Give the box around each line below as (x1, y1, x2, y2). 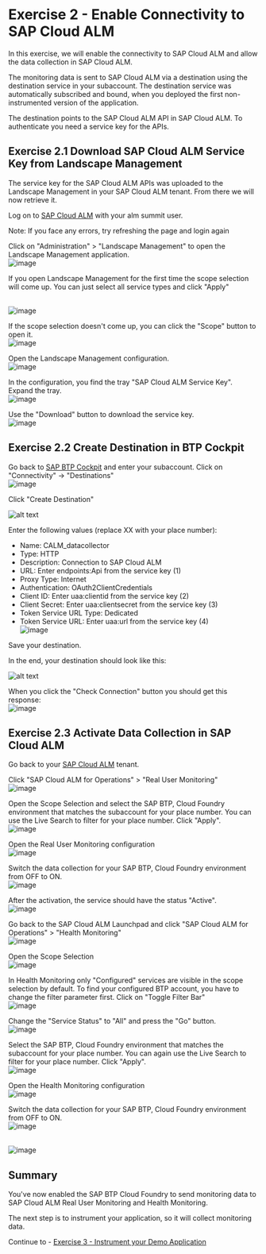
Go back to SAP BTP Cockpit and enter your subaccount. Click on (8, 462, 223, 472)
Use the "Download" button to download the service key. (8, 409, 195, 419)
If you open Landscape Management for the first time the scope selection (8, 273, 249, 283)
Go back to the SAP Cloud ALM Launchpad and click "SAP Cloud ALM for (8, 920, 249, 929)
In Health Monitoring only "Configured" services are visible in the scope (8, 975, 244, 986)
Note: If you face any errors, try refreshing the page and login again (8, 226, 230, 235)
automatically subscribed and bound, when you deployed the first (8, 89, 224, 98)
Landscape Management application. (8, 249, 129, 259)
